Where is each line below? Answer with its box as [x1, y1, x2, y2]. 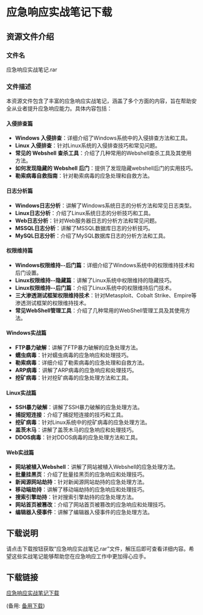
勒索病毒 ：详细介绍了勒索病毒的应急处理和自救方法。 [14, 359, 148, 366]
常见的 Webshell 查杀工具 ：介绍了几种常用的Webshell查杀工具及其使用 [14, 149, 192, 157]
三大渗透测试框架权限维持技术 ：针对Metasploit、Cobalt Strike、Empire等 [14, 291, 197, 299]
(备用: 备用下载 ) [6, 602, 45, 610]
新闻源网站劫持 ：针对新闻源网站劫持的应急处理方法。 [14, 478, 148, 486]
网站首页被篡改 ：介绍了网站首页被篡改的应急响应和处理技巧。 [14, 501, 169, 508]
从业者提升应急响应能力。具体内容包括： [11, 105, 112, 112]
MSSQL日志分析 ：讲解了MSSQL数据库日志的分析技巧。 [14, 224, 154, 231]
